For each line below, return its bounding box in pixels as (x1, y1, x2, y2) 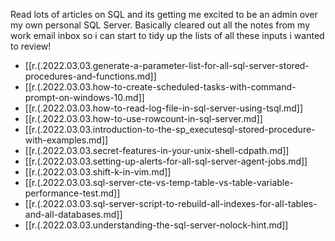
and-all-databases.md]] (24, 209, 123, 220)
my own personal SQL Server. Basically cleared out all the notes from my (10, 19, 311, 31)
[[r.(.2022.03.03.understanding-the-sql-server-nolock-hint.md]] (24, 219, 289, 231)
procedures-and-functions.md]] (24, 70, 157, 82)
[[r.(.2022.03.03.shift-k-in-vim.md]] (24, 166, 172, 178)
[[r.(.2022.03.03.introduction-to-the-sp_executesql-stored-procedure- (24, 124, 316, 135)
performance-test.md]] (24, 187, 121, 199)
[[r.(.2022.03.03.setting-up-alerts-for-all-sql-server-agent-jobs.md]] (24, 155, 308, 167)
